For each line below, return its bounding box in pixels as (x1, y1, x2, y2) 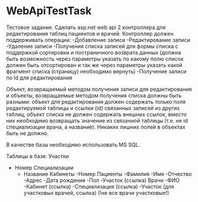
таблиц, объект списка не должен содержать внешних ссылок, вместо (6, 111, 187, 118)
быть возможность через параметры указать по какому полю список (6, 55, 184, 62)
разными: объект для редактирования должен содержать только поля (6, 98, 186, 105)
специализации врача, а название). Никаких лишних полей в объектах (6, 123, 186, 130)
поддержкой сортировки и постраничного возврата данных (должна (6, 49, 181, 56)
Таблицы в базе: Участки (6, 152, 69, 159)
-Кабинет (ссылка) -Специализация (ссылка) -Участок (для (23, 182, 174, 190)
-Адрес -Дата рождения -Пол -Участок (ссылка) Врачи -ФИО (23, 177, 180, 184)
